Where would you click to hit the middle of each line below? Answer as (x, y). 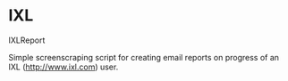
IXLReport (27, 40)
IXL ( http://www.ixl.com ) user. (64, 67)
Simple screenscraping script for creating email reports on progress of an (144, 57)
